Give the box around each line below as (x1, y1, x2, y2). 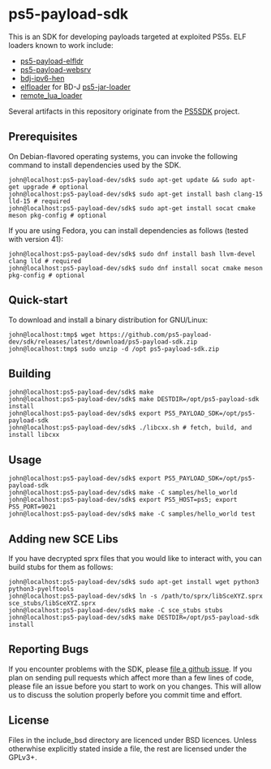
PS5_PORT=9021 (8, 503, 57, 512)
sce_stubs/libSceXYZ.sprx (8, 599, 96, 607)
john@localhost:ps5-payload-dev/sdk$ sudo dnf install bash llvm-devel (8, 249, 256, 258)
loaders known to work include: (8, 40, 114, 50)
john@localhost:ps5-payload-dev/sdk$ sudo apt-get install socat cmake (8, 204, 256, 212)
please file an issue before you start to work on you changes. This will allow (8, 681, 262, 691)
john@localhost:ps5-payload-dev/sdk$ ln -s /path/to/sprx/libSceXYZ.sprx (8, 592, 264, 600)
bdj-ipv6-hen (19, 73, 65, 83)
